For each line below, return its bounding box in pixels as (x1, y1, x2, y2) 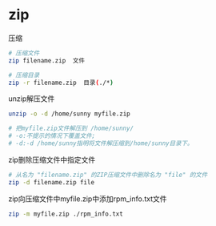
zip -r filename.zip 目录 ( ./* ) (8, 79, 114, 87)
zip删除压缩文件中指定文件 (8, 155, 96, 164)
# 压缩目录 (8, 71, 40, 79)
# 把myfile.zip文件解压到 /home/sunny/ (8, 124, 134, 133)
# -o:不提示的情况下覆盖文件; (8, 132, 96, 140)
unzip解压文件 (8, 94, 55, 103)
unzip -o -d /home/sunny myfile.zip (8, 110, 130, 118)
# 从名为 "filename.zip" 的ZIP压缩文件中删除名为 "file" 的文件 (8, 171, 208, 179)
